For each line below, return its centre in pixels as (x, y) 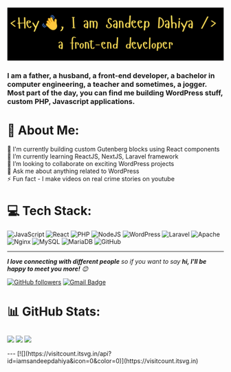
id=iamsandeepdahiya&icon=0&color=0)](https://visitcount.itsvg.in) (103, 361)
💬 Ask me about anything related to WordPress (73, 171)
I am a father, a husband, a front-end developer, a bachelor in (111, 76)
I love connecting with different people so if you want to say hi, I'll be (107, 262)
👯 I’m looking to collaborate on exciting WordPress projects (91, 164)
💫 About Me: (43, 130)
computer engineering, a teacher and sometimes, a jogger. (107, 85)
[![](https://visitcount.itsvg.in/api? (64, 353)
